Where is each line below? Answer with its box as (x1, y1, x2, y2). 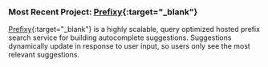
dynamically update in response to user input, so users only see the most (8, 41, 250, 51)
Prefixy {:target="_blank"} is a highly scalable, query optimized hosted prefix (8, 25, 261, 34)
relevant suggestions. (8, 50, 80, 60)
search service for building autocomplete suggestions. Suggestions (8, 33, 232, 42)
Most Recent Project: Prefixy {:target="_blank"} (8, 6, 198, 18)
